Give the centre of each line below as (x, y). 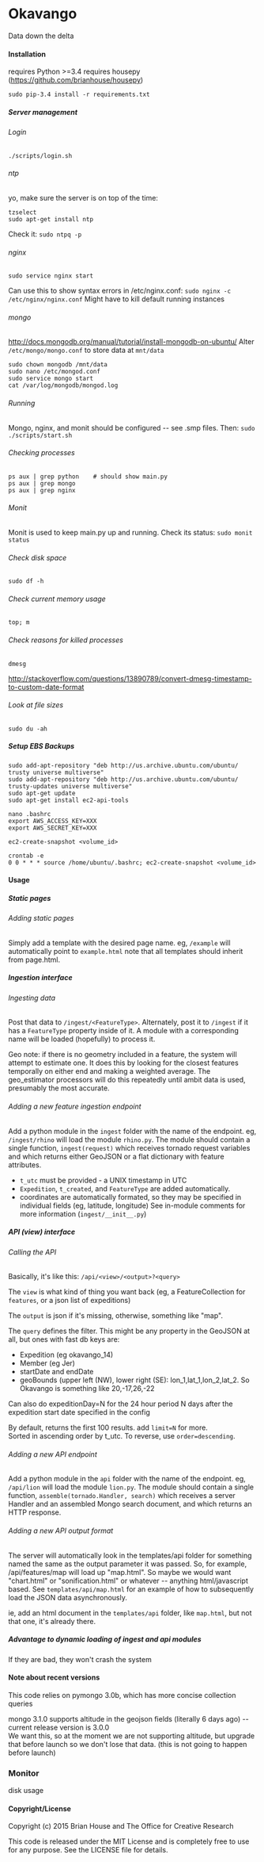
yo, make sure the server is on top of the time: (83, 197)
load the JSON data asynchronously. (68, 1597)
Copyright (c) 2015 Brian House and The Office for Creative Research (121, 1826)
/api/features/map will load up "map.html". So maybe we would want (120, 1572)
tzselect (23, 212)
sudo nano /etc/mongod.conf (55, 372)
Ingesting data (32, 998)
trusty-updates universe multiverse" (70, 786)
